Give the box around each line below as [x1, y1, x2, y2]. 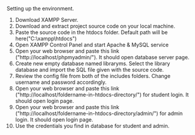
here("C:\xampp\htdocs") [15, 35, 77, 42]
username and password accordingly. [15, 79, 107, 86]
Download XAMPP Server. [15, 16, 79, 23]
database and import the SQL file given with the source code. [15, 66, 164, 73]
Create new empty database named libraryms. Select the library [15, 60, 170, 67]
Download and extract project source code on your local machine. [15, 23, 176, 29]
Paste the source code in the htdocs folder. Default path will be [15, 29, 168, 36]
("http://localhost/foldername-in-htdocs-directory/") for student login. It [15, 91, 189, 98]
